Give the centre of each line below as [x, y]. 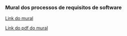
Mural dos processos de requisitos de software [63, 7]
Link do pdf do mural [27, 28]
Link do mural [19, 18]
